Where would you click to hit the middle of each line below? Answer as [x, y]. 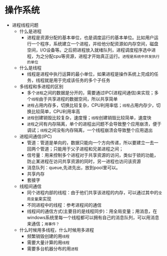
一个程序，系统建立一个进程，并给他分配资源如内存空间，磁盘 [95, 43]
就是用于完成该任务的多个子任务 [77, 80]
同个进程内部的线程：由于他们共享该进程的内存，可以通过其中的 [92, 192]
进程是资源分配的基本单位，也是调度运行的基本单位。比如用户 [90, 37]
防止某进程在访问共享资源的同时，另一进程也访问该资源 [84, 161]
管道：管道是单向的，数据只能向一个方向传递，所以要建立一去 [90, 142]
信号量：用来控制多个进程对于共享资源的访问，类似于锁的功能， [92, 155]
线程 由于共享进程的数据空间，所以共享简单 [74, 99]
